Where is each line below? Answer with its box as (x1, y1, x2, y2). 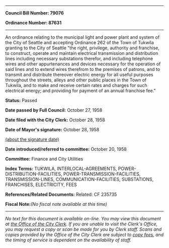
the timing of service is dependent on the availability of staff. (5, 237, 132, 243)
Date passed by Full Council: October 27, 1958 (5, 107, 103, 113)
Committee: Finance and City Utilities (5, 156, 83, 161)
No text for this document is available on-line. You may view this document (5, 216, 161, 221)
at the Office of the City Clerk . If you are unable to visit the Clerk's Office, (5, 221, 158, 227)
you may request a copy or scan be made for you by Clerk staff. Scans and (5, 226, 162, 232)
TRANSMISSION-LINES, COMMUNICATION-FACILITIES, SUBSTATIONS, (5, 177, 154, 182)
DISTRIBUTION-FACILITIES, (5, 171, 62, 177)
